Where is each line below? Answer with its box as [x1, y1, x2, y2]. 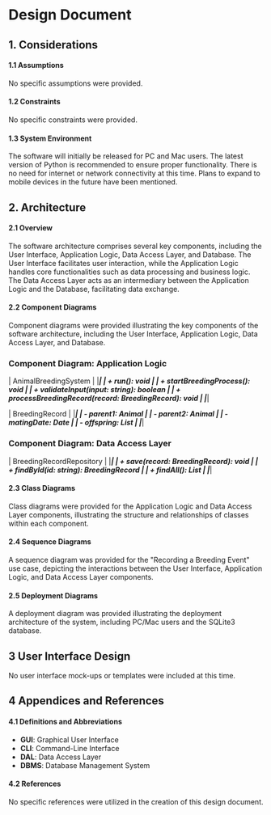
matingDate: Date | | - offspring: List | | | [8, 418, 145, 428]
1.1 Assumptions [8, 61, 65, 70]
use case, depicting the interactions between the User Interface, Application [8, 564, 263, 573]
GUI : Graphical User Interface [19, 734, 119, 745]
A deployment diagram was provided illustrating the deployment [8, 609, 222, 619]
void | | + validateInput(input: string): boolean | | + [8, 385, 181, 395]
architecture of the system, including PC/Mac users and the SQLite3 [8, 617, 236, 627]
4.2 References [8, 779, 61, 789]
